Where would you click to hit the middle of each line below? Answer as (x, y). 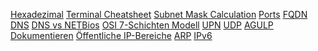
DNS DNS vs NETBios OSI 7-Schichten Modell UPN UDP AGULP (142, 25)
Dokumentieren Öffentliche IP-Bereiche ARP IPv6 (111, 35)
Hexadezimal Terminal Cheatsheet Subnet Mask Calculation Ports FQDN (159, 14)
